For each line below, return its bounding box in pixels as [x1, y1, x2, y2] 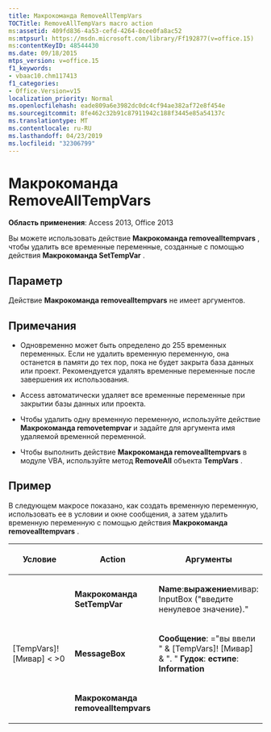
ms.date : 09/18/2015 [8, 49, 78, 57]
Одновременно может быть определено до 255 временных [19, 341, 227, 350]
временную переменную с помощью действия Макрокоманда [8, 517, 228, 527]
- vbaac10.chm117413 [8, 72, 78, 80]
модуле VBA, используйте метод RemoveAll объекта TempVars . [19, 456, 244, 466]
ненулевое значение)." [158, 603, 249, 614]
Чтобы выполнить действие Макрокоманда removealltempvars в [19, 447, 248, 457]
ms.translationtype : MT [8, 117, 89, 125]
